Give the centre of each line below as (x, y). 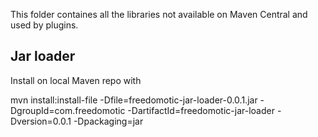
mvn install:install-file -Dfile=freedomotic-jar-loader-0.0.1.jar (134, 100)
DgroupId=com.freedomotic (68, 110)
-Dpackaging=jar (108, 121)
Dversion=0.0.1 (41, 121)
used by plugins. (44, 25)
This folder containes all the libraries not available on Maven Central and (159, 14)
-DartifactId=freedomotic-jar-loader (201, 110)
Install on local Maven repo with (76, 80)
